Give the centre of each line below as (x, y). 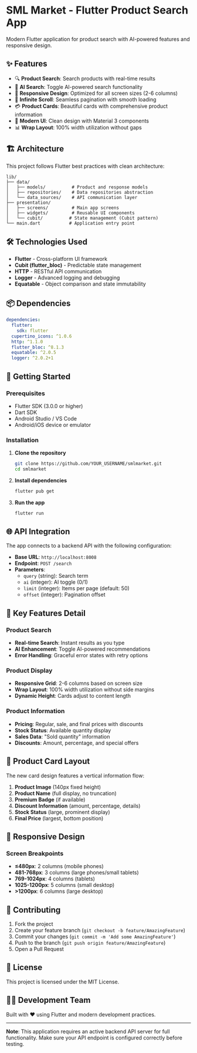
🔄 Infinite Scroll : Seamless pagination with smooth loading (85, 99)
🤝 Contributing (33, 910)
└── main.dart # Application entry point (70, 223)
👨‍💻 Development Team (48, 1000)
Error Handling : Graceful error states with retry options (81, 655)
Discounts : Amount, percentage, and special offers (77, 743)
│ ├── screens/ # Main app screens (62, 208)
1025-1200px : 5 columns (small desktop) (64, 885)
